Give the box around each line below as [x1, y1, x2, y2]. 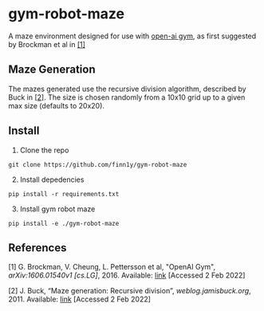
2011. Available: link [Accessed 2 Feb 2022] [8, 294, 152, 304]
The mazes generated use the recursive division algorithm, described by [8, 84, 246, 93]
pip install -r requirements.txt [8, 190, 120, 198]
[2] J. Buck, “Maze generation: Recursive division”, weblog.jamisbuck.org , [8, 286, 251, 296]
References [8, 241, 67, 254]
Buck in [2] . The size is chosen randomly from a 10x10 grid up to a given [8, 93, 246, 102]
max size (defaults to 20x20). [8, 100, 105, 110]
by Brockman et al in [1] [8, 39, 86, 49]
